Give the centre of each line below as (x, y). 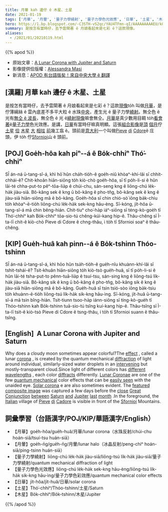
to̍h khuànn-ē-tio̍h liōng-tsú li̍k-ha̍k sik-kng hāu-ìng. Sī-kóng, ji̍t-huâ (75, 294)
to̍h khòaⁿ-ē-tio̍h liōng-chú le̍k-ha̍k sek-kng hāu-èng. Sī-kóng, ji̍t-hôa (77, 204)
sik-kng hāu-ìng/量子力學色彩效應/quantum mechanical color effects (92, 475)
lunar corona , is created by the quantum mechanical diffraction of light (78, 359)
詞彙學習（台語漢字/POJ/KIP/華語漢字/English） (80, 418)
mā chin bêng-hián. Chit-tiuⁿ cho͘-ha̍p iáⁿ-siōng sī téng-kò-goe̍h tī (93, 210)
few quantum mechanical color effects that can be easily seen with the (78, 380)
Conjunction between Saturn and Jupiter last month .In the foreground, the (82, 396)
